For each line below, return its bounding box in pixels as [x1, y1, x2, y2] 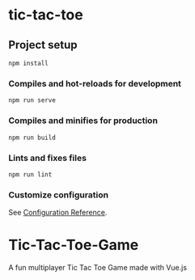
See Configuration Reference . [8, 208, 108, 218]
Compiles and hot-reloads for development [8, 78, 182, 89]
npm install [8, 59, 49, 67]
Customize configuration [8, 189, 109, 200]
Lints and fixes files [8, 152, 87, 163]
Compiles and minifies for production [8, 115, 158, 126]
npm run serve [8, 96, 57, 104]
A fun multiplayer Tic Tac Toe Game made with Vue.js [8, 263, 188, 273]
